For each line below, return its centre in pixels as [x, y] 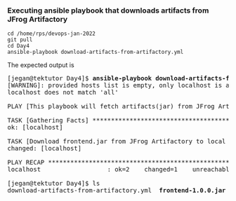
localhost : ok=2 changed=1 [92, 169]
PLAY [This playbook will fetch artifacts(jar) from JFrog [111, 106]
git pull [20, 40]
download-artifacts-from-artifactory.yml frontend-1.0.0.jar [117, 190]
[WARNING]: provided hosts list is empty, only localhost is [115, 85]
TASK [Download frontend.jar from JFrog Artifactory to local [117, 141]
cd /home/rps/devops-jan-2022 [52, 34]
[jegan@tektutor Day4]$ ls [54, 183]
